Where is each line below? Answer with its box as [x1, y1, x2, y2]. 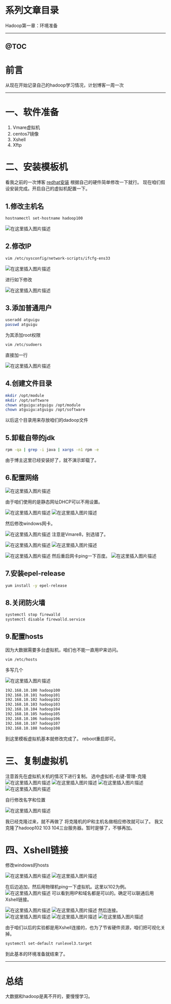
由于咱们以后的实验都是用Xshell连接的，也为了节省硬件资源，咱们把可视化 [5, 925, 161, 931]
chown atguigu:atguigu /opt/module [5, 402, 81, 408]
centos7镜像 [12, 131, 39, 137]
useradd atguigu [5, 317, 40, 322]
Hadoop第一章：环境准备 [5, 22, 58, 29]
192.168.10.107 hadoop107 [5, 721, 60, 726]
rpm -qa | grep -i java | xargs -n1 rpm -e [5, 447, 99, 452]
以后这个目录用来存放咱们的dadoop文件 [5, 417, 89, 423]
